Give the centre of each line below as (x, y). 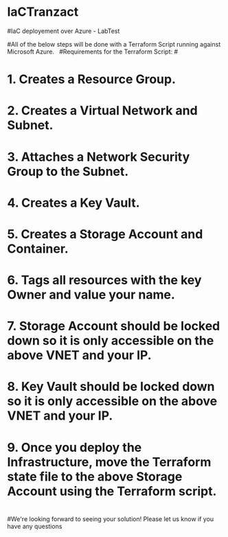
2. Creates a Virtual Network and (102, 111)
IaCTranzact (43, 12)
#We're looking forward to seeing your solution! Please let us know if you (111, 518)
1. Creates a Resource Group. (92, 79)
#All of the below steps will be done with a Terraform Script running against (114, 44)
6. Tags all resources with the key (104, 281)
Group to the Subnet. (68, 171)
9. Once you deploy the (75, 447)
